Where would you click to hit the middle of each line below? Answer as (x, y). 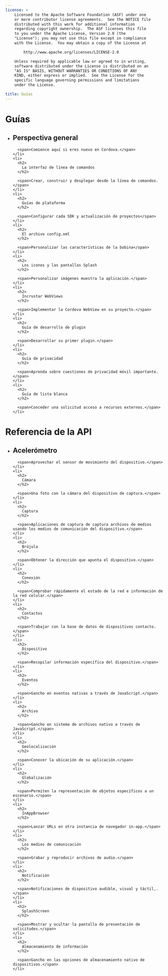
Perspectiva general (45, 138)
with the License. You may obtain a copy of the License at (80, 43)
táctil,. (149, 889)
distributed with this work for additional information (75, 24)
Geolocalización (39, 746)
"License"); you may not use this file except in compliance (80, 39)
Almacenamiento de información (55, 947)
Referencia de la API (49, 432)
